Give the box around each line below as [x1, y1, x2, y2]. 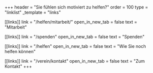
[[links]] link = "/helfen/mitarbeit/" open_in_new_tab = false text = [4, 19, 137, 25]
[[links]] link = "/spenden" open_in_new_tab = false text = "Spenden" [4, 34, 145, 39]
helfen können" [4, 49, 36, 54]
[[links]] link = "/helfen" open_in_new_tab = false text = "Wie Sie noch [4, 43, 146, 49]
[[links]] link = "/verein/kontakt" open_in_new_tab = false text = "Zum [4, 58, 145, 64]
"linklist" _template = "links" [4, 9, 61, 15]
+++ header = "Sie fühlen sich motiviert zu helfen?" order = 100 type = [4, 4, 148, 10]
